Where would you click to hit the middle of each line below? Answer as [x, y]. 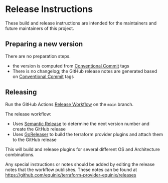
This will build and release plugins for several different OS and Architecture [83, 149]
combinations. [20, 154]
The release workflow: [28, 114]
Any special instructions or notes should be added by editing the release [80, 164]
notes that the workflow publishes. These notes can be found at [71, 169]
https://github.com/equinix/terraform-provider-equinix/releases [71, 175]
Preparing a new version [44, 44]
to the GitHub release [34, 139]
